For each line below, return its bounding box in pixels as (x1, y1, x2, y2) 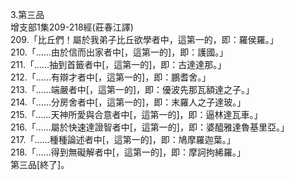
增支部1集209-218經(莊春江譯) (10, 21, 134, 33)
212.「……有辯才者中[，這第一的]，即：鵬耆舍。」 (10, 71, 212, 83)
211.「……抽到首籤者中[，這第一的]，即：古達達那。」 (10, 59, 227, 70)
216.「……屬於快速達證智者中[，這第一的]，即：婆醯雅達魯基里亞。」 (10, 121, 290, 133)
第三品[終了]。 (10, 159, 70, 170)
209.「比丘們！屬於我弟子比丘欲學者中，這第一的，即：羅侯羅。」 (10, 34, 279, 45)
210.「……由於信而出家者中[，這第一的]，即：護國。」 (10, 46, 229, 58)
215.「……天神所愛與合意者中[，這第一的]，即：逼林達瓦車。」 (10, 109, 263, 120)
